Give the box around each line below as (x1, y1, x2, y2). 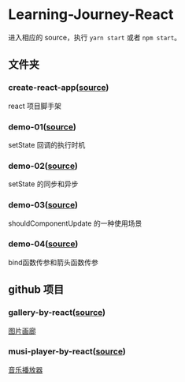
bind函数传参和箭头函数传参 (8, 257, 98, 267)
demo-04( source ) (8, 238, 79, 249)
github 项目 (8, 283, 65, 297)
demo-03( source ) (8, 200, 79, 211)
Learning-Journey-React (8, 6, 174, 24)
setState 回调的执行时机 (8, 140, 86, 149)
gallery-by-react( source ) (8, 307, 106, 318)
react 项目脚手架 (8, 101, 61, 110)
